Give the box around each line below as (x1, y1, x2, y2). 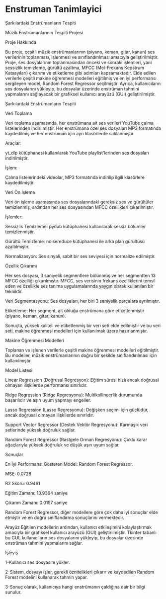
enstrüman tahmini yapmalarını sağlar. (5, 540, 83, 546)
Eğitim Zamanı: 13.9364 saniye (5, 490, 68, 496)
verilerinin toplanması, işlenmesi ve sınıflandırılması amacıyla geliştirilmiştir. (5, 54, 159, 60)
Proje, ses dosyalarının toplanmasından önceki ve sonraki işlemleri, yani (5, 59, 152, 65)
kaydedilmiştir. (5, 179, 35, 185)
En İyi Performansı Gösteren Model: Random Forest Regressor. (5, 461, 133, 467)
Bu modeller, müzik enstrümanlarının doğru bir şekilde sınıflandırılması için (5, 352, 157, 358)
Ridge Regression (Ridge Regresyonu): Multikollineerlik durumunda (5, 392, 143, 398)
